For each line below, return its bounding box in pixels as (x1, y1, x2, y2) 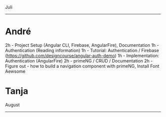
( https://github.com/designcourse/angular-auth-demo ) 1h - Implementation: (5, 53, 160, 58)
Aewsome (5, 68, 26, 74)
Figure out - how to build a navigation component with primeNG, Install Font (5, 63, 160, 69)
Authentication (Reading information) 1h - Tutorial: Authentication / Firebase (5, 47, 159, 53)
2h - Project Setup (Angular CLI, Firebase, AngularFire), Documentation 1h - (5, 42, 159, 48)
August (5, 102, 20, 108)
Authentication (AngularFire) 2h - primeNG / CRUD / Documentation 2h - (5, 58, 153, 63)
